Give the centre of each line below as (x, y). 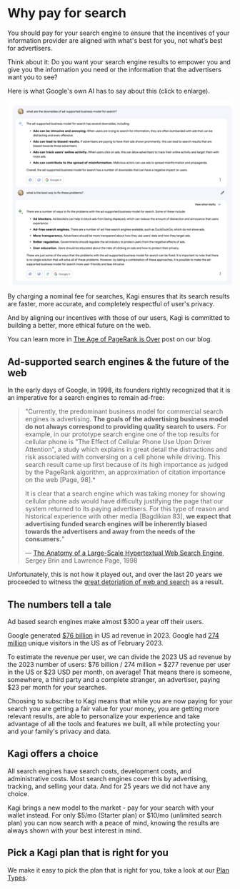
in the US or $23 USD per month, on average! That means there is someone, (120, 672)
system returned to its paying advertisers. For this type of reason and (127, 509)
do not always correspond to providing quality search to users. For (126, 427)
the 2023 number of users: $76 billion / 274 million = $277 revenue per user (119, 665)
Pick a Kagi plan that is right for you (88, 853)
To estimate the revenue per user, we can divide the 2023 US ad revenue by (119, 657)
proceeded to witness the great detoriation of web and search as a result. (115, 582)
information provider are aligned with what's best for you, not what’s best (115, 40)
